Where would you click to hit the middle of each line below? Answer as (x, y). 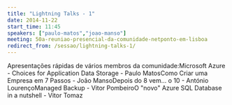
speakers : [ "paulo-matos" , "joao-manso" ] (67, 33)
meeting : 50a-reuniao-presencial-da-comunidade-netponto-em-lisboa (108, 40)
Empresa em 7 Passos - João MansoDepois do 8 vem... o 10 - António (108, 80)
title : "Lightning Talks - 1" (51, 14)
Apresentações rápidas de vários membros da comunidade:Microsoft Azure (116, 66)
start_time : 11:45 (34, 26)
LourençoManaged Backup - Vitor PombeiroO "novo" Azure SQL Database (115, 88)
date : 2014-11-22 (32, 20)
